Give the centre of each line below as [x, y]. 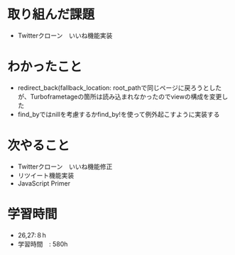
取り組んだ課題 [51, 15]
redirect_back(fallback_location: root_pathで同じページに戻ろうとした [120, 87]
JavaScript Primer [44, 183]
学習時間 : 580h [43, 244]
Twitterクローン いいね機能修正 [65, 166]
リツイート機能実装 [46, 175]
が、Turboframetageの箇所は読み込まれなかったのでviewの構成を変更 [120, 96]
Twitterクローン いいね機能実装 [65, 35]
